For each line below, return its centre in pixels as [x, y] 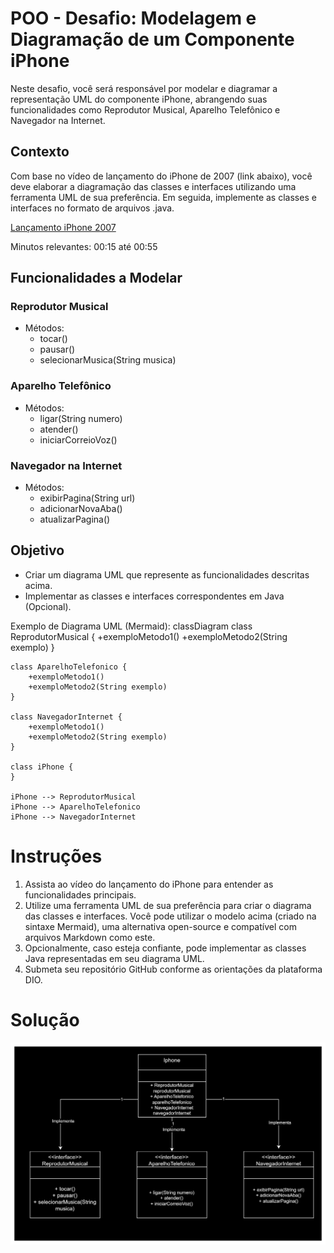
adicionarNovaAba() [81, 509]
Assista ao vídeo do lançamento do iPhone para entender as [149, 884]
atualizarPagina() [75, 519]
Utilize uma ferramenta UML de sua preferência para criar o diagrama [168, 905]
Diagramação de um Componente [152, 39]
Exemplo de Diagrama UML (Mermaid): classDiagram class [131, 626]
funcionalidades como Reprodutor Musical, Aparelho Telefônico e [145, 109]
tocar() [53, 339]
